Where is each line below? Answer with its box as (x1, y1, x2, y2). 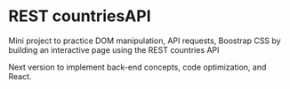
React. (8, 70, 32, 81)
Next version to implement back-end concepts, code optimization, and (8, 62, 267, 72)
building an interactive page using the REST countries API (8, 44, 220, 55)
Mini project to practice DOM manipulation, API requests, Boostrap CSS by (8, 35, 281, 46)
